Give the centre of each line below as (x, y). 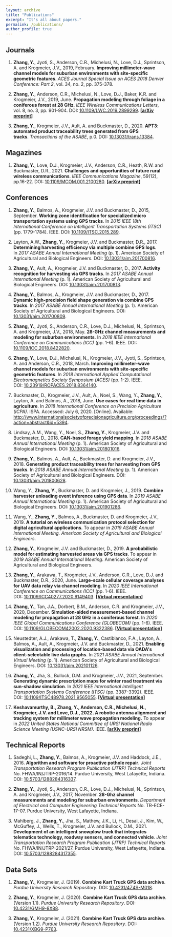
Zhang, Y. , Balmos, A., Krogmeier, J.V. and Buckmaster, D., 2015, (81, 210)
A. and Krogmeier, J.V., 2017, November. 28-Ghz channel (74, 795)
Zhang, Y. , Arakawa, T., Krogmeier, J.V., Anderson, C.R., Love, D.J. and (88, 575)
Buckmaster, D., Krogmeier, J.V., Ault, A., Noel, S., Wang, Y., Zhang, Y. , (88, 395)
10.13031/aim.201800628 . (40, 480)
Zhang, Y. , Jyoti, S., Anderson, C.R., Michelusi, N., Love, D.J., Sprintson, (89, 62)
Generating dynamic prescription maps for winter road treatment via (88, 681)
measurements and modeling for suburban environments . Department (89, 800)
